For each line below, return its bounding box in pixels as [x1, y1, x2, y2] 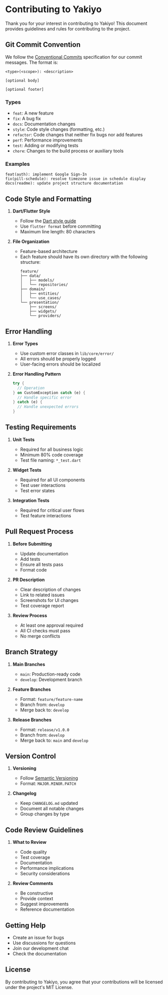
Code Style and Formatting [5, 194, 92, 203]
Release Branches [12, 717, 52, 723]
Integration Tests [12, 497, 50, 503]
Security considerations [20, 871, 70, 877]
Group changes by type [20, 811, 70, 817]
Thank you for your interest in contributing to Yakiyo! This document [5, 20, 148, 26]
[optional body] [5, 78, 39, 83]
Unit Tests [12, 436, 35, 442]
